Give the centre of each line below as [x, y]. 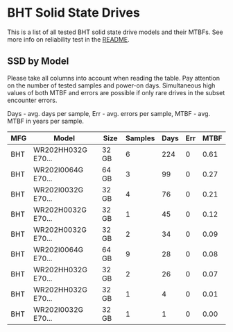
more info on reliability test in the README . [68, 39]
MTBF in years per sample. [46, 121]
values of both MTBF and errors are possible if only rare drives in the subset [116, 92]
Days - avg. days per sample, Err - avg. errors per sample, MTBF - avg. [109, 113]
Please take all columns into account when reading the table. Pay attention [114, 78]
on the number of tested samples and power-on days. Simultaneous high [111, 85]
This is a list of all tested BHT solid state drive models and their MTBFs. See [115, 32]
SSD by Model [38, 61]
